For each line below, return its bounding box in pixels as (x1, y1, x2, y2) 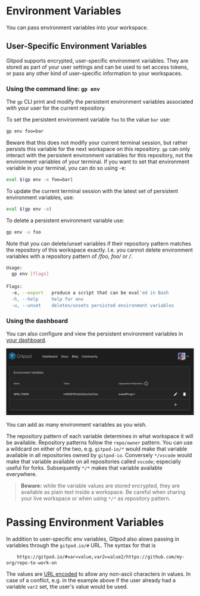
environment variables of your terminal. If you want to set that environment (6, 158, 190, 165)
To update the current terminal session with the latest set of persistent (6, 187, 179, 194)
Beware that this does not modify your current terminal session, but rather (6, 139, 188, 146)
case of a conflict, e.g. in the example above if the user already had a (6, 577, 176, 584)
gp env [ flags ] (11, 271, 49, 277)
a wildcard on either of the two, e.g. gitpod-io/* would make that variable (6, 445, 187, 452)
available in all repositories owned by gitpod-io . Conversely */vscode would (6, 452, 192, 459)
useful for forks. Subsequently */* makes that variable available (6, 464, 162, 471)
